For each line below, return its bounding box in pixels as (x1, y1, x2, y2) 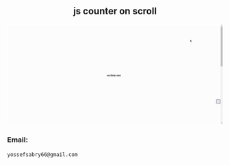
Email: (7, 135, 29, 144)
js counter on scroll (73, 5, 157, 17)
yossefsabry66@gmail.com (7, 151, 78, 158)
